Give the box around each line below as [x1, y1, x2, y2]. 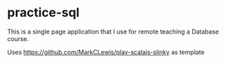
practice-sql [7, 5, 80, 21]
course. [7, 34, 29, 42]
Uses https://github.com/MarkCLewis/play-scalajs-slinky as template [7, 48, 205, 56]
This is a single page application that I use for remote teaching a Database [7, 27, 220, 36]
